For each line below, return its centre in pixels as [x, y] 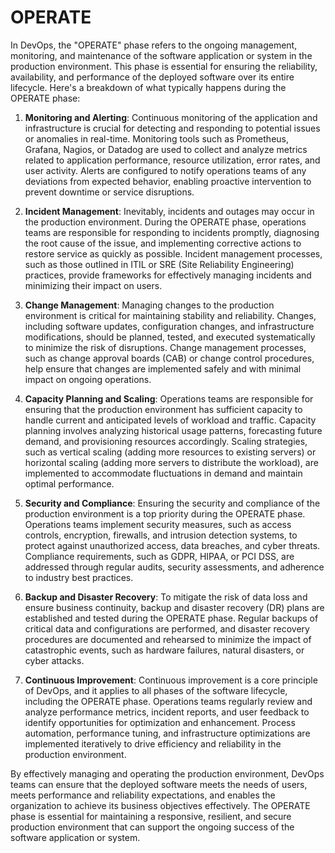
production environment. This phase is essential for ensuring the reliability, [164, 66]
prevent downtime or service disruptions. [109, 192]
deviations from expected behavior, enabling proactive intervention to [168, 181]
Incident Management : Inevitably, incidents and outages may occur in [169, 211]
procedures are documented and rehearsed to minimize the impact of [168, 639]
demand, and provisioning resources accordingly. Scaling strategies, [166, 441]
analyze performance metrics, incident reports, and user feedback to [167, 712]
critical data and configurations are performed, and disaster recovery [167, 628]
